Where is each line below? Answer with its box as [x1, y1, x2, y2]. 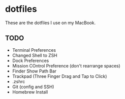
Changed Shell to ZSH [12, 52, 58, 58]
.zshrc [12, 78, 26, 84]
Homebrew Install [12, 89, 48, 95]
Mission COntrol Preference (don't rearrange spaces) [12, 63, 121, 68]
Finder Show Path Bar [12, 68, 57, 74]
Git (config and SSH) [12, 84, 54, 90]
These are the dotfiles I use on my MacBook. [5, 20, 96, 26]
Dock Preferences [12, 58, 49, 64]
